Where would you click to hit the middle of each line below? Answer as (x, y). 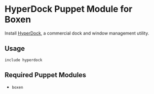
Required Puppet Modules (45, 75)
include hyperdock (23, 60)
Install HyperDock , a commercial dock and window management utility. (77, 33)
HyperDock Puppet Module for (69, 9)
